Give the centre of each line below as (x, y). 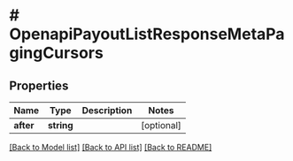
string (60, 125)
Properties (39, 85)
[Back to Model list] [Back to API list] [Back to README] (111, 147)
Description (107, 110)
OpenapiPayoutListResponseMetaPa (147, 34)
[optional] (161, 125)
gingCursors (56, 53)
